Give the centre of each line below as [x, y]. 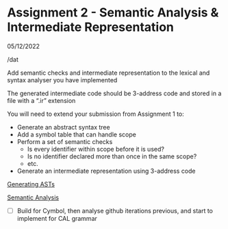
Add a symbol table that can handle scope [77, 134]
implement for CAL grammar [57, 218]
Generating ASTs [31, 184]
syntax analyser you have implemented [62, 80]
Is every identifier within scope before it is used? [96, 149]
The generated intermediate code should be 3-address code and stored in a [114, 93]
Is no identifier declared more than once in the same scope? [112, 156]
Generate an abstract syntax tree [64, 127]
